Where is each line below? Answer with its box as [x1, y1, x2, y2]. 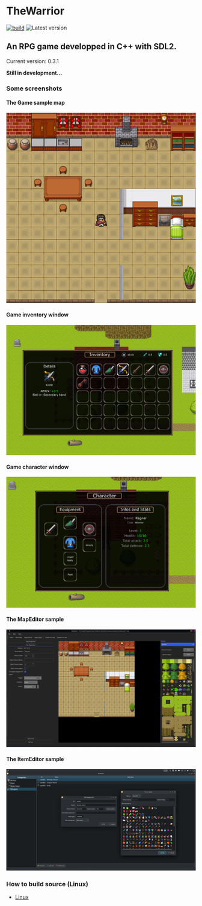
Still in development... [6, 69, 63, 76]
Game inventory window [6, 311, 69, 318]
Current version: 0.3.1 [6, 57, 59, 64]
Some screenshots [6, 84, 63, 93]
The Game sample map [6, 99, 65, 106]
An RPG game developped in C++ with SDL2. [6, 42, 177, 52]
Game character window [6, 463, 69, 470]
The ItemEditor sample [6, 755, 64, 762]
